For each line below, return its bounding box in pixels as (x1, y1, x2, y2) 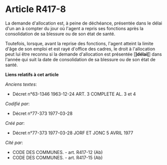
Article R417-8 (5, 4, 66, 15)
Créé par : (5, 120, 25, 126)
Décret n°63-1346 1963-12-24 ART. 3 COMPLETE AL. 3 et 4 (12, 91, 136, 97)
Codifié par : (5, 100, 30, 106)
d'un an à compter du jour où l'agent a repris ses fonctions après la (5, 25, 144, 31)
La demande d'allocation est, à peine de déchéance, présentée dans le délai (5, 20, 162, 26)
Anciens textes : (5, 81, 37, 87)
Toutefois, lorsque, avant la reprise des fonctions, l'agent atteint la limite (5, 40, 153, 46)
